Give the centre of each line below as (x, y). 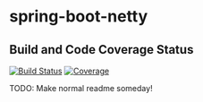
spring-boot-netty (79, 17)
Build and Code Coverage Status (101, 50)
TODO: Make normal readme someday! (81, 88)
